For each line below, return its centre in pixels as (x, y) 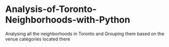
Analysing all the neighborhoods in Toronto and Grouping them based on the (85, 33)
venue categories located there (38, 39)
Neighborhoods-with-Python (68, 20)
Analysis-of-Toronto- (51, 9)
